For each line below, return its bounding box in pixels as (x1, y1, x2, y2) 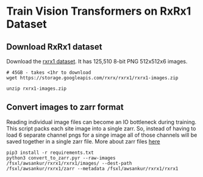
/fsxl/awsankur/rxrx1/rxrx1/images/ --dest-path (6, 160, 132, 166)
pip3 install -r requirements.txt (6, 150, 94, 156)
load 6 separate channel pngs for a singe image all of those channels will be (6, 131, 198, 139)
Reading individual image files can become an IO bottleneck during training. (6, 118, 197, 126)
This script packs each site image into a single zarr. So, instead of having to (6, 125, 196, 132)
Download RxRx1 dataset (6, 42, 102, 52)
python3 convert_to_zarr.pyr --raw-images (6, 154, 116, 161)
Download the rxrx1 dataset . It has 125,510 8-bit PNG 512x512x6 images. (6, 58, 188, 65)
